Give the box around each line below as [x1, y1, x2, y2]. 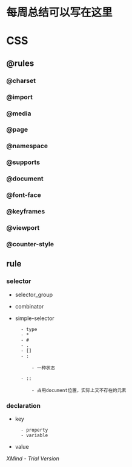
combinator [15, 302, 44, 310]
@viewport [6, 223, 40, 232]
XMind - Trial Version [6, 455, 59, 462]
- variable [21, 432, 48, 438]
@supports [6, 158, 41, 166]
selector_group [15, 291, 53, 298]
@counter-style [6, 240, 54, 248]
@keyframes [6, 207, 45, 216]
